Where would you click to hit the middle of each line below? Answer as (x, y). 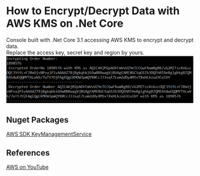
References (28, 153)
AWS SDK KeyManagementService (49, 134)
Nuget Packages (37, 120)
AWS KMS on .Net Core (65, 23)
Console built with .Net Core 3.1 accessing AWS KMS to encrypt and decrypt (100, 40)
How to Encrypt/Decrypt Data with (93, 11)
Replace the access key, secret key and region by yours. (75, 52)
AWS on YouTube (27, 167)
